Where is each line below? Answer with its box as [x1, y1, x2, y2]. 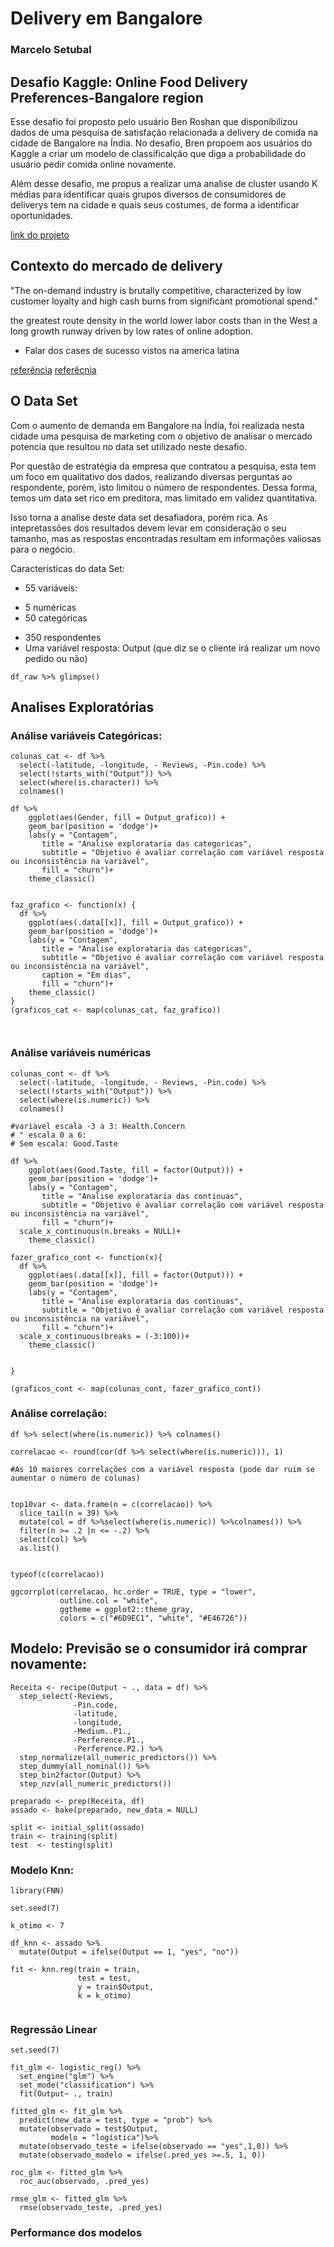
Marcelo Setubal [10, 43, 92, 57]
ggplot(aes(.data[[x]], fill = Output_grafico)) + [28, 918, 244, 928]
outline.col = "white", [59, 1595, 159, 1606]
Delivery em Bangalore [10, 7, 203, 30]
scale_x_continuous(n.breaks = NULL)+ [19, 1226, 182, 1236]
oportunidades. [10, 209, 73, 221]
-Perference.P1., [73, 1735, 145, 1745]
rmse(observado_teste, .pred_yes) [19, 2203, 163, 2213]
